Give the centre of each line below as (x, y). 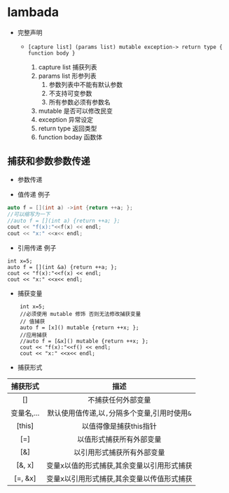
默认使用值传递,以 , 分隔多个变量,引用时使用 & (119, 413)
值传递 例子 (34, 194)
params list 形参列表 (67, 76)
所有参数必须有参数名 (79, 102)
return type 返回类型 (68, 128)
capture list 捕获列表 (68, 67)
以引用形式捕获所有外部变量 (119, 452)
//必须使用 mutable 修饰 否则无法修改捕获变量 (81, 314)
